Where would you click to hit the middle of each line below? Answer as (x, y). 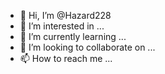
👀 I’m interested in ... (62, 26)
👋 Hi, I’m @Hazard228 (65, 15)
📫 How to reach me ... (66, 58)
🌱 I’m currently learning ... (73, 36)
